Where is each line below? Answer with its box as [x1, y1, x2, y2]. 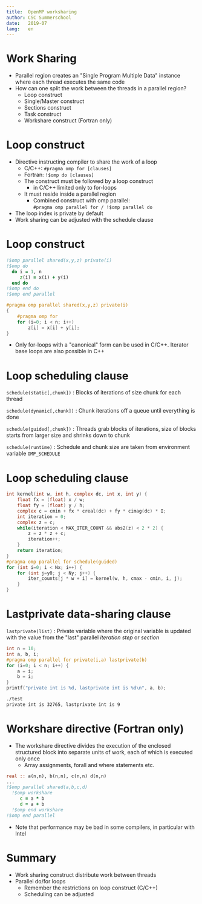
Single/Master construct [24, 98, 85, 105]
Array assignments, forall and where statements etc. [24, 761, 155, 768]
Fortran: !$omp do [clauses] [24, 171, 95, 179]
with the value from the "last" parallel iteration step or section [6, 634, 160, 641]
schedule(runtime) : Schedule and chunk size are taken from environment [6, 444, 191, 451]
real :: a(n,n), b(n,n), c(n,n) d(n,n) [6, 773, 107, 779]
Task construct [24, 110, 62, 118]
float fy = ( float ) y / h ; [17, 502, 85, 509]
